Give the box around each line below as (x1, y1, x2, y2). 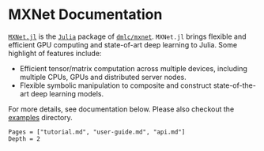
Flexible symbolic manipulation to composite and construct (19, 81, 212, 90)
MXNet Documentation (8, 6, 163, 24)
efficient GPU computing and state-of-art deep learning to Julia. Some (8, 40, 238, 49)
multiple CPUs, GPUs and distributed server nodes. (19, 72, 187, 81)
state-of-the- (213, 81, 257, 90)
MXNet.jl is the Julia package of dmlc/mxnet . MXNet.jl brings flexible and (8, 32, 247, 41)
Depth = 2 (8, 134, 41, 143)
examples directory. (8, 112, 73, 122)
